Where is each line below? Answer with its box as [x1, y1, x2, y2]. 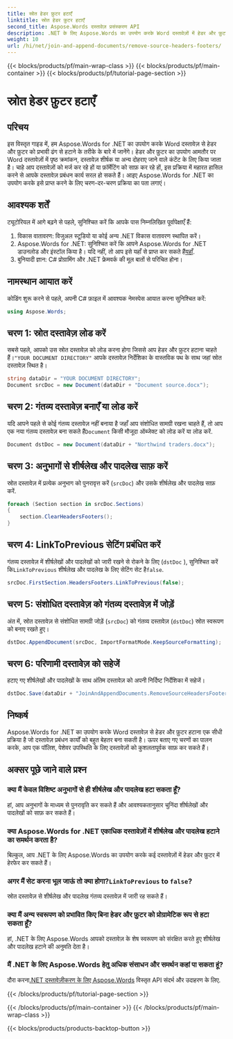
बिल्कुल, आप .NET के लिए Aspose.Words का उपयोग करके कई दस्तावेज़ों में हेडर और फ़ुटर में [7, 851, 220, 859]
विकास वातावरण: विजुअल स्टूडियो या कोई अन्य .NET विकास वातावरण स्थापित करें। [17, 231, 201, 240]
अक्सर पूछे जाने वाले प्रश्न [7, 764, 87, 776]
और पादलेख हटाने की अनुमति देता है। [7, 942, 90, 951]
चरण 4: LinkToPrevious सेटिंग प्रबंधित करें [7, 539, 161, 551]
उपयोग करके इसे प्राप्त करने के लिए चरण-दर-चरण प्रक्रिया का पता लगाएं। [7, 179, 166, 187]
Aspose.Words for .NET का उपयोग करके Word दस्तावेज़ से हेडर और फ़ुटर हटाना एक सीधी [7, 728, 223, 736]
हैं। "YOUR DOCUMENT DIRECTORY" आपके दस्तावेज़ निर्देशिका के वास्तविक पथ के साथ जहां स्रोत [7, 354, 222, 362]
